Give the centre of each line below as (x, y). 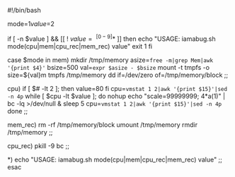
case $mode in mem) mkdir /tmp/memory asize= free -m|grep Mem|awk (110, 60)
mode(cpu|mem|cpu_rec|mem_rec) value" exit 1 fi (80, 46)
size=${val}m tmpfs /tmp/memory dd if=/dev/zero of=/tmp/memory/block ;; (118, 75)
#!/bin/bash (24, 10)
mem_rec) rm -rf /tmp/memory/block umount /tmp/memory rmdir (103, 124)
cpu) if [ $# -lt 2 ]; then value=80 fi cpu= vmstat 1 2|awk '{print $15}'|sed (117, 88)
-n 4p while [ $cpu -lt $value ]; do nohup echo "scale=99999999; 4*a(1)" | (116, 96)
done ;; (18, 111)
